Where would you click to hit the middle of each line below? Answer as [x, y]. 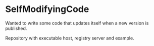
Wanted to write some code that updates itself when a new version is [77, 23]
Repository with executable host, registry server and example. [70, 38]
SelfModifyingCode [47, 9]
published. [16, 28]
